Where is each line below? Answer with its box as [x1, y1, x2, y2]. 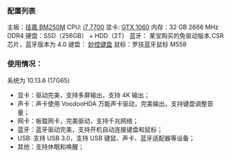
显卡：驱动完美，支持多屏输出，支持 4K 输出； [17, 91, 151, 99]
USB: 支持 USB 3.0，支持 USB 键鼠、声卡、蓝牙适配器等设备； [17, 134, 196, 142]
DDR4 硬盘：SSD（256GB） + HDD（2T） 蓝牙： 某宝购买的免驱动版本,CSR [7, 32, 224, 40]
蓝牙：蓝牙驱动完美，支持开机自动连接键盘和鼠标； [17, 125, 163, 134]
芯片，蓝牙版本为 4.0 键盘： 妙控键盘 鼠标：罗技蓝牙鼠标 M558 [7, 40, 187, 49]
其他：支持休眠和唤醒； [17, 143, 84, 151]
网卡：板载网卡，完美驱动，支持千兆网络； [17, 116, 139, 125]
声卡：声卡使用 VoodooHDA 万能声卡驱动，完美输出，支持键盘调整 [17, 99, 207, 107]
